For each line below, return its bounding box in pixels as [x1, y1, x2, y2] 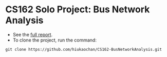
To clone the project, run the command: [12, 37, 97, 43]
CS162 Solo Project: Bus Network [5, 4, 150, 15]
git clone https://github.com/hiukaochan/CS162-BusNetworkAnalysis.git [5, 47, 162, 52]
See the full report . [12, 31, 53, 37]
